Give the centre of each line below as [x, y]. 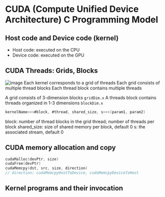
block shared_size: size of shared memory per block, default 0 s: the [75, 127]
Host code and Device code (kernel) [62, 38]
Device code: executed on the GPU [48, 55]
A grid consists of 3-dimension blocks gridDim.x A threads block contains [81, 97]
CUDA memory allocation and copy [60, 148]
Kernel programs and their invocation [64, 188]
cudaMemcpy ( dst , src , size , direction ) [46, 168]
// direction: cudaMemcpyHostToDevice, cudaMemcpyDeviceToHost [72, 173]
